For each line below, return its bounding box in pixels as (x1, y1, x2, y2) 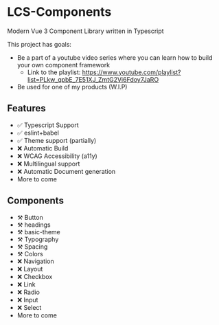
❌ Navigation (16, 257, 54, 265)
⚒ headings (16, 221, 51, 229)
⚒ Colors (16, 249, 43, 258)
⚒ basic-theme (16, 227, 60, 236)
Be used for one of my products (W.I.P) (16, 82, 128, 91)
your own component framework (16, 60, 111, 69)
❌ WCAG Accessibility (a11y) (16, 152, 97, 160)
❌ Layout (16, 265, 43, 273)
